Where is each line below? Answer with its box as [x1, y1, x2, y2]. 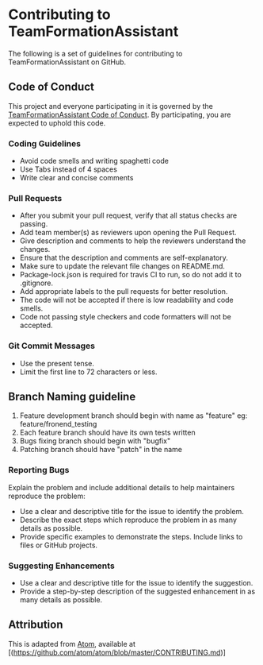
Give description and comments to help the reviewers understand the [19, 236, 246, 246]
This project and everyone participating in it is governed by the [8, 101, 214, 110]
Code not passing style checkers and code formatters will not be [19, 312, 231, 322]
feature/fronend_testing [19, 419, 97, 429]
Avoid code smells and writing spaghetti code [19, 157, 169, 166]
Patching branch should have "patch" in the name [19, 445, 182, 454]
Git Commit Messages [8, 340, 95, 351]
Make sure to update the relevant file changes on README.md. [19, 261, 226, 271]
